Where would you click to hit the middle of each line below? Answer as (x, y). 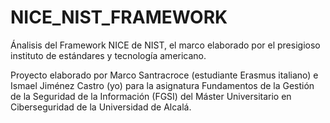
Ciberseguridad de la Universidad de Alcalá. (101, 107)
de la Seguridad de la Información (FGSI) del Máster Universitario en (151, 96)
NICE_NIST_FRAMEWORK (119, 17)
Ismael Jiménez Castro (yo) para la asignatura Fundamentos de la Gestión (162, 85)
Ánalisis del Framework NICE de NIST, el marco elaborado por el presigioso (165, 45)
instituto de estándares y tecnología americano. (108, 55)
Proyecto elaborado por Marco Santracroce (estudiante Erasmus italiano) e (164, 75)
